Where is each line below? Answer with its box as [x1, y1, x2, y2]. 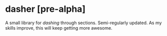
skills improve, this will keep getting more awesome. [5, 25, 112, 31]
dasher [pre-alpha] [5, 3, 86, 15]
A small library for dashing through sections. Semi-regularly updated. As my [5, 20, 162, 26]
